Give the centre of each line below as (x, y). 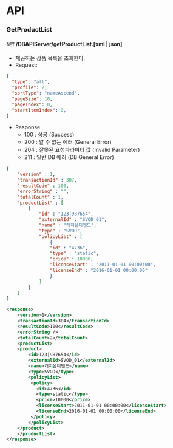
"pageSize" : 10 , (32, 99)
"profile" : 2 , (29, 88)
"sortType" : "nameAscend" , (46, 93)
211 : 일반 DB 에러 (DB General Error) (69, 157)
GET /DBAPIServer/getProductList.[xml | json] (64, 44)
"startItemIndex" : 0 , (39, 110)
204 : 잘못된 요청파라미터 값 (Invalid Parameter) (82, 150)
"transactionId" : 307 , (47, 180)
